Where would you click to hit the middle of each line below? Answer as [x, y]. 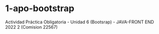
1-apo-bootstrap [40, 8]
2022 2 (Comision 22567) [32, 27]
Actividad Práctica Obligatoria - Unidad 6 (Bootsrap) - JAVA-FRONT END [79, 22]
